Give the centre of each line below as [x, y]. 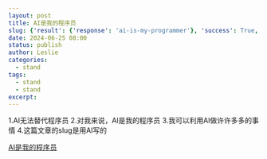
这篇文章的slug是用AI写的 [65, 130]
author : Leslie [33, 52]
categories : [28, 60]
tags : [17, 75]
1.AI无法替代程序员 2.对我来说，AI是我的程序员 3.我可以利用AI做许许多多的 [130, 121]
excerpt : [23, 97]
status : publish [35, 45]
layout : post [30, 16]
